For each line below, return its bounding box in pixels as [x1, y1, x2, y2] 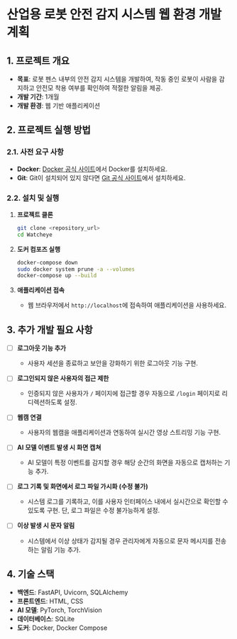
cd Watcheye [16, 231, 53, 238]
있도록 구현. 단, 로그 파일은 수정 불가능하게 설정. [27, 506, 160, 515]
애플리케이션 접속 [16, 286, 65, 294]
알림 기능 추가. [40, 545, 81, 554]
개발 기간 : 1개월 [16, 93, 60, 101]
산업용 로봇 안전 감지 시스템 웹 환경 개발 [6, 6, 222, 23]
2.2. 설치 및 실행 [6, 193, 60, 203]
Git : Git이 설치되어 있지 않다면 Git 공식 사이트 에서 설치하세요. [16, 173, 186, 182]
